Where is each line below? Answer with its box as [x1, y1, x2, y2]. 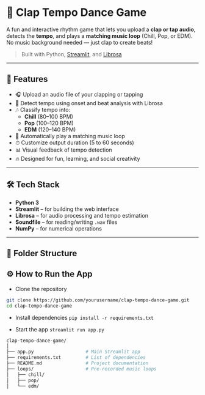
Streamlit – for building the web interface [15, 205, 119, 213]
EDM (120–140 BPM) [24, 125, 76, 133]
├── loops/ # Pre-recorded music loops [6, 366, 157, 372]
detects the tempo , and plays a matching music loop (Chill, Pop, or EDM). [6, 32, 193, 39]
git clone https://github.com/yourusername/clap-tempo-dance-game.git [6, 297, 190, 303]
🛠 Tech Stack [6, 180, 60, 190]
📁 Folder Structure [6, 248, 77, 259]
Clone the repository [15, 285, 67, 292]
